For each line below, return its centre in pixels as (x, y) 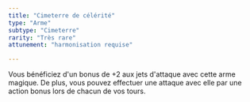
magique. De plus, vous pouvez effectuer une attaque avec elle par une (125, 83)
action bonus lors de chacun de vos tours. (77, 91)
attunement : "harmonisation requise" (71, 45)
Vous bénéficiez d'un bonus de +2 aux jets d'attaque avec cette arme (122, 74)
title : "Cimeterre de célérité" (62, 15)
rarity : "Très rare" (42, 38)
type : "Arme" (30, 23)
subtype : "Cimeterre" (44, 30)
